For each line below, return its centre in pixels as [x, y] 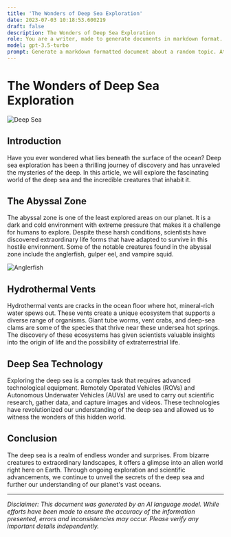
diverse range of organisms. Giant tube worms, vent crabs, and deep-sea [111, 320]
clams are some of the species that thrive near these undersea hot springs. [113, 328]
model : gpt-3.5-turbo [38, 45]
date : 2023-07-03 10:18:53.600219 [57, 20]
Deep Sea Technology [55, 364]
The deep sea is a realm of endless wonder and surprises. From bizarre [108, 455]
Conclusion [32, 438]
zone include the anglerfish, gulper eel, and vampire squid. [90, 254]
